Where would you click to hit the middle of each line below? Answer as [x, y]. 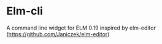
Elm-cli [25, 11]
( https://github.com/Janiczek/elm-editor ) [58, 34]
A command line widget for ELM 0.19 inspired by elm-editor [81, 28]
